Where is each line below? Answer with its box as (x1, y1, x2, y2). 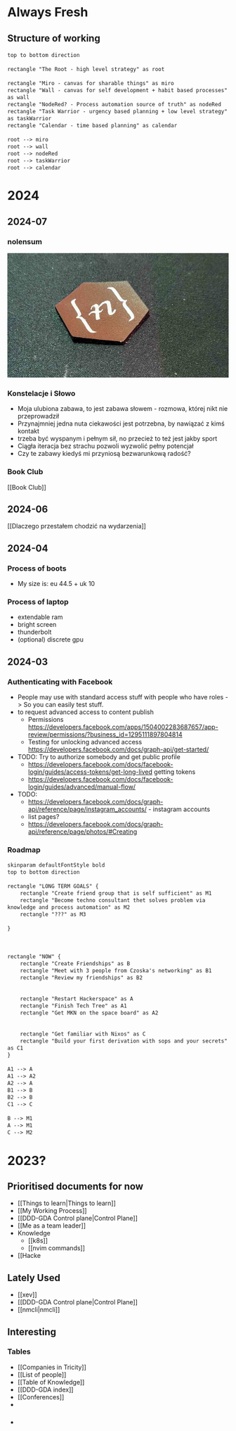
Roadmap (7, 845, 41, 855)
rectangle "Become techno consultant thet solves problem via (20, 897, 206, 904)
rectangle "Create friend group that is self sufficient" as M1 (20, 890, 212, 897)
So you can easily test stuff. (23, 701, 104, 709)
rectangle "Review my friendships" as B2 (20, 974, 143, 981)
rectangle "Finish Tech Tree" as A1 (20, 1003, 128, 1010)
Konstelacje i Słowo (7, 388, 76, 398)
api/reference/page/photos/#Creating (27, 827, 138, 836)
